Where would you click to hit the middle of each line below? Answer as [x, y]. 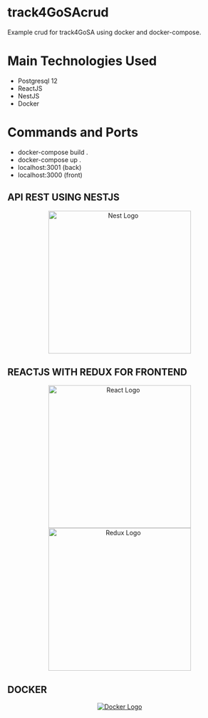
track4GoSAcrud [58, 12]
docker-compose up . [50, 160]
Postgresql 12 [38, 81]
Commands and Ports [73, 132]
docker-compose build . [53, 152]
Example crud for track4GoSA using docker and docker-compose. [104, 32]
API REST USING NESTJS [63, 197]
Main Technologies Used [82, 61]
